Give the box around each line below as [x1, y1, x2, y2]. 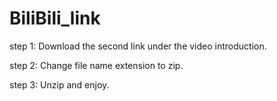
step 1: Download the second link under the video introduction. [9, 40, 267, 52]
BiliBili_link [9, 7, 101, 30]
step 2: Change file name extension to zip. [9, 59, 184, 71]
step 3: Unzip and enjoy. [9, 78, 110, 91]
